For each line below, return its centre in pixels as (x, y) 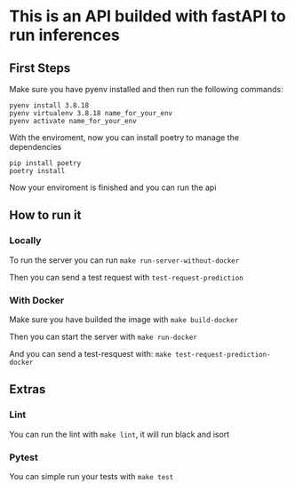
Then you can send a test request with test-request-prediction (127, 277)
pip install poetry (45, 163)
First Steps (40, 68)
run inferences (64, 35)
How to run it (45, 215)
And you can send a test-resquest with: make (90, 353)
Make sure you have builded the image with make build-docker (124, 319)
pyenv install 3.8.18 (49, 106)
